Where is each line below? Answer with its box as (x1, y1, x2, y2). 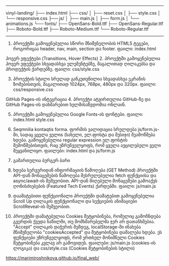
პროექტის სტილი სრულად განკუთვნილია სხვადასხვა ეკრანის (13, 76, 146, 82)
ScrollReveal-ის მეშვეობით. (13, 204, 71, 209)
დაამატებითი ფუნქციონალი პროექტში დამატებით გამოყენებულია (13, 193, 154, 199)
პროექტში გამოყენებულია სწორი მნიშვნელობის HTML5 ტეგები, (13, 41, 149, 46)
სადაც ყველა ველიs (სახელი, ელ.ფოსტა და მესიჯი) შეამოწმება (20, 131, 155, 138)
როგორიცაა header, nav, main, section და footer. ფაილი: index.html (13, 46, 156, 52)
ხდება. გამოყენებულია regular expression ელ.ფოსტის (13, 137, 128, 143)
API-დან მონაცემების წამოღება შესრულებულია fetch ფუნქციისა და (13, 173, 156, 178)
